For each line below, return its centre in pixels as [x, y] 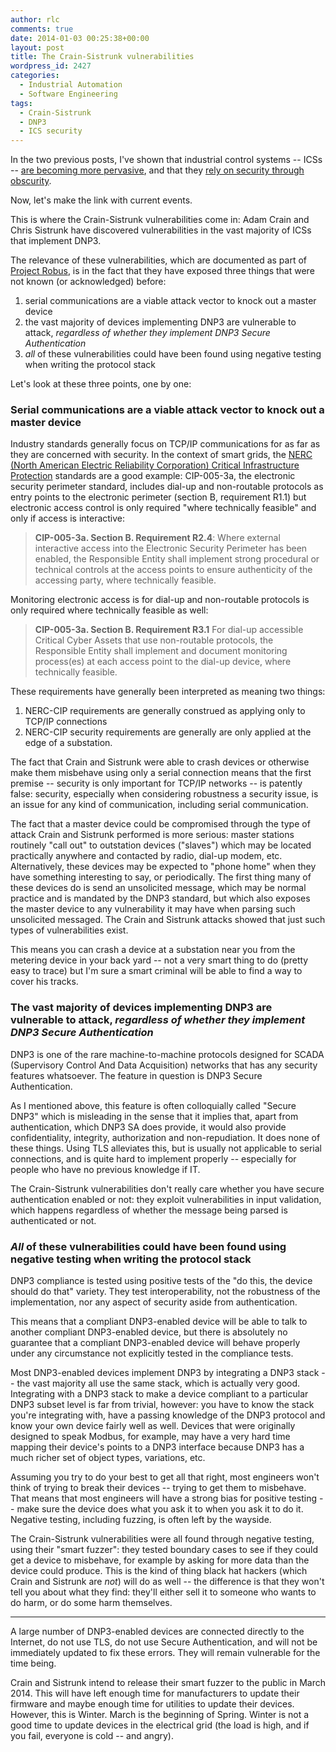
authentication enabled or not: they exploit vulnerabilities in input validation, [166, 1199]
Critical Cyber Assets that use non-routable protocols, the [154, 640]
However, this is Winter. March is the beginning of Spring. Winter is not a [160, 1715]
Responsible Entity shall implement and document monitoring [161, 651]
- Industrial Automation [71, 85]
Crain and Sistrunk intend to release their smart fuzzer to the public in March [168, 1683]
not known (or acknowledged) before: [88, 282]
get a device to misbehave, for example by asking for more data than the [160, 1560]
